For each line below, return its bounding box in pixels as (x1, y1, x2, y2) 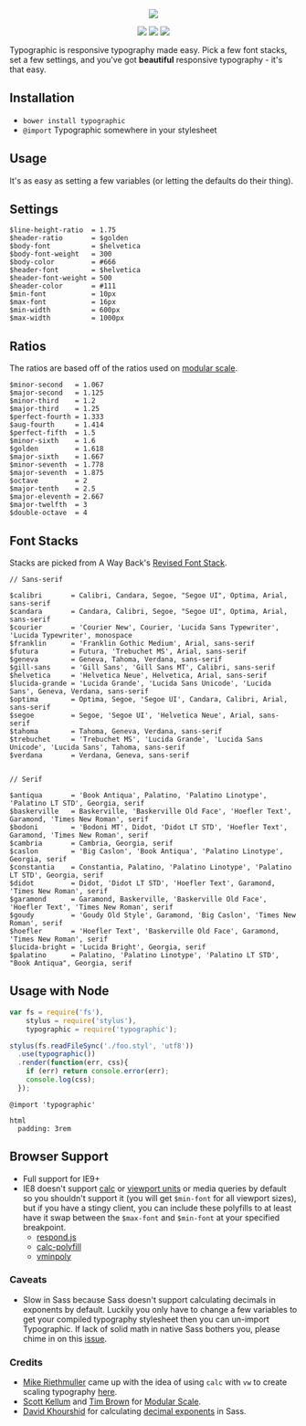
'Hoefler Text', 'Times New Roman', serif (9, 903, 174, 913)
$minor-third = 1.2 (9, 396, 96, 406)
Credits (9, 1356, 43, 1368)
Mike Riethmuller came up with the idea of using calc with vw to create (22, 1377, 288, 1388)
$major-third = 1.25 (9, 405, 100, 414)
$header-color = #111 (9, 281, 117, 291)
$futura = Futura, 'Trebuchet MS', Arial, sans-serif (9, 647, 248, 657)
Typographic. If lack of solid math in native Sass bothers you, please (22, 1323, 280, 1334)
